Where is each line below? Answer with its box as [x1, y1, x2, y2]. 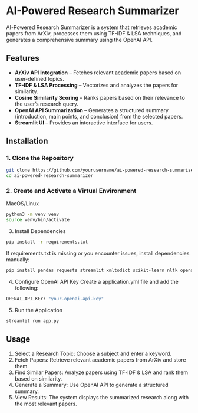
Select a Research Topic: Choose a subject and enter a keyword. [14, 350, 172, 357]
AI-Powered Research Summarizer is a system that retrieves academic [6, 24, 178, 31]
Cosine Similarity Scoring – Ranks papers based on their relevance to [14, 94, 186, 101]
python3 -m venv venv [6, 211, 60, 218]
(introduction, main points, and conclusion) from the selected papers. [14, 113, 183, 120]
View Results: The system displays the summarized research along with [14, 394, 189, 401]
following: [14, 284, 39, 291]
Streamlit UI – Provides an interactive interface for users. [14, 119, 153, 126]
